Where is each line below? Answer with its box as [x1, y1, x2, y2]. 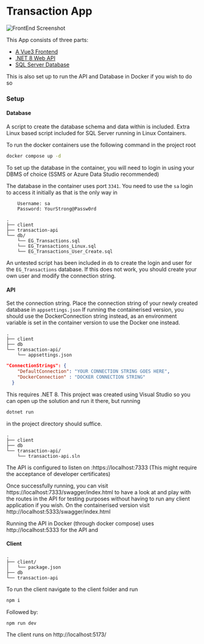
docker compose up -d [6, 153, 62, 159]
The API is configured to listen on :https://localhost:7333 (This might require [6, 464, 197, 471]
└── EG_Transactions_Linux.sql [17, 243, 97, 249]
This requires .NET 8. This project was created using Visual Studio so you [6, 391, 191, 398]
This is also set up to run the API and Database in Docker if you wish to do [6, 72, 192, 80]
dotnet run [6, 409, 34, 415]
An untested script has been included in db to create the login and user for [6, 259, 192, 266]
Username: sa [17, 200, 51, 206]
